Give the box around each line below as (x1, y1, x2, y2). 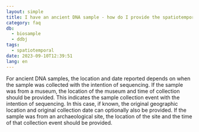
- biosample (11, 31, 41, 37)
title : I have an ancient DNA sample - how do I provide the (6, 14, 161, 20)
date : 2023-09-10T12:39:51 (6, 53, 73, 59)
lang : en (6, 58, 28, 64)
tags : (6, 42, 20, 48)
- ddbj (11, 36, 28, 42)
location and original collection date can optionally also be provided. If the (6, 106, 187, 114)
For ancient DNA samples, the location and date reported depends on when (6, 75, 191, 82)
